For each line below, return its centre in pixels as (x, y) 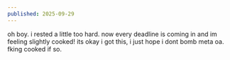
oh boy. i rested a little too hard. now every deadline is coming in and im (113, 34)
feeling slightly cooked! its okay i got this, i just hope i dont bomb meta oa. (116, 41)
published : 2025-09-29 (41, 14)
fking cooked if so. (35, 49)
